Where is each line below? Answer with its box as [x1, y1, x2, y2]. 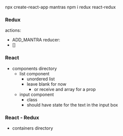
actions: [5, 27, 21, 33]
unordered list [26, 76, 55, 82]
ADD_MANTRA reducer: [12, 37, 60, 43]
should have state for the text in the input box [26, 102, 118, 108]
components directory [12, 66, 57, 71]
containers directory [12, 125, 53, 131]
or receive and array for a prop [34, 86, 96, 92]
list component [19, 70, 50, 76]
